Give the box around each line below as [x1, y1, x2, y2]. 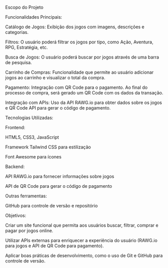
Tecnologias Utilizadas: [5, 115, 54, 121]
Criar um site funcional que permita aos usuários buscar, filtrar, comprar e [5, 222, 158, 228]
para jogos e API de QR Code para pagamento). [5, 243, 104, 249]
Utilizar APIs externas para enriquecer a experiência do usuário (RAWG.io [5, 237, 157, 243]
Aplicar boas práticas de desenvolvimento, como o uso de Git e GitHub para [5, 252, 163, 258]
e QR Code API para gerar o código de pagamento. [5, 105, 111, 111]
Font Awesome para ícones [5, 154, 62, 159]
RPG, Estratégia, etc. [5, 44, 48, 50]
